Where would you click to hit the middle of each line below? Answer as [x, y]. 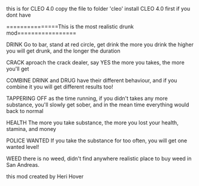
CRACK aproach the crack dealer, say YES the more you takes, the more [95, 62]
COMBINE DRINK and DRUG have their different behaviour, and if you [92, 80]
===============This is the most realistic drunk [70, 27]
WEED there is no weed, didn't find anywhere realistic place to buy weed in [99, 158]
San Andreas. [23, 165]
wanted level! [23, 147]
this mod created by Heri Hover [45, 176]
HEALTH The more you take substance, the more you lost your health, [92, 123]
